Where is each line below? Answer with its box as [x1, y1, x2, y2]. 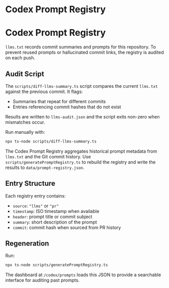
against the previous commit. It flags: [5, 88, 83, 94]
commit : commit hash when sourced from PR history [12, 224, 121, 230]
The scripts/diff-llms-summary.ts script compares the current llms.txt [5, 83, 158, 89]
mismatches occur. [5, 119, 45, 125]
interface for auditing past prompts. [5, 277, 80, 283]
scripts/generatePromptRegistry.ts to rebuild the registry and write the [5, 159, 156, 165]
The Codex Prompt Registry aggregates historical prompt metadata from [5, 148, 157, 154]
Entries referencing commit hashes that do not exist [12, 104, 121, 110]
